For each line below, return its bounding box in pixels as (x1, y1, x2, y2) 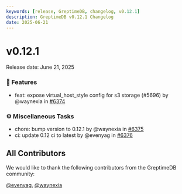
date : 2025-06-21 (6, 19, 49, 25)
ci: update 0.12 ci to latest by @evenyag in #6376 (14, 132, 133, 139)
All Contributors (6, 149, 66, 158)
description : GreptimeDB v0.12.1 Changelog (6, 14, 114, 20)
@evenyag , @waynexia (6, 181, 63, 188)
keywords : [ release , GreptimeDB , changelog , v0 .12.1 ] (6, 8, 140, 15)
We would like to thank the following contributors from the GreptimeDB (6, 164, 177, 171)
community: (6, 170, 35, 177)
